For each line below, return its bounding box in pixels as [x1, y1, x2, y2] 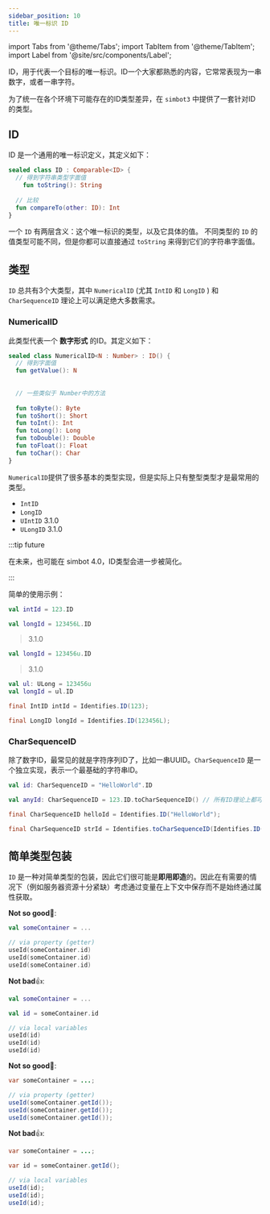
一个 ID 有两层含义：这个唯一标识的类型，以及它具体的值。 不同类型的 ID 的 [8, 227, 259, 236]
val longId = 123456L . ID [8, 620, 92, 628]
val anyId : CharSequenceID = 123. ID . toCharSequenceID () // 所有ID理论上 [8, 796, 251, 804]
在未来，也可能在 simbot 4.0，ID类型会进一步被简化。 [8, 556, 186, 566]
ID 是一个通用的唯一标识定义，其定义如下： [8, 150, 151, 160]
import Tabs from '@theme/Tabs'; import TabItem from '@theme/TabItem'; [8, 41, 256, 51]
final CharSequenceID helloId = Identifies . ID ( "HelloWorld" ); [8, 810, 221, 818]
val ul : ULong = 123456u [8, 680, 92, 688]
